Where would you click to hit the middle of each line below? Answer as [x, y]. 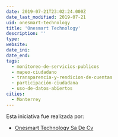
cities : [16, 94]
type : [13, 39]
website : [17, 45]
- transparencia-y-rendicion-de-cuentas [62, 77]
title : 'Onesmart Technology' [44, 28]
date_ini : [18, 50]
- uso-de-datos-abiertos [42, 89]
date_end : [18, 56]
